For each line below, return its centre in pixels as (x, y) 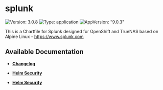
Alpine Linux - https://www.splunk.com (45, 36)
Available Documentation (45, 52)
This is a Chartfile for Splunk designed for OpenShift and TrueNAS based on (82, 31)
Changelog (24, 63)
